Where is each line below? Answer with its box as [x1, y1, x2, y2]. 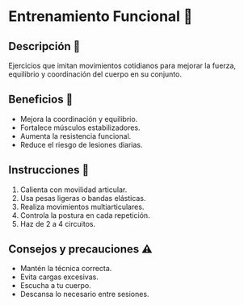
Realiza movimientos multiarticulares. [19, 202, 145, 211]
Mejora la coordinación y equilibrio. [19, 114, 138, 123]
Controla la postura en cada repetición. [19, 210, 151, 220]
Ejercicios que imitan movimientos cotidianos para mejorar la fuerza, [8, 61, 237, 70]
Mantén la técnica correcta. [19, 264, 112, 274]
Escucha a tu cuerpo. [19, 281, 91, 290]
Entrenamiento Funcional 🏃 [8, 7, 193, 26]
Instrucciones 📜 [8, 163, 90, 177]
